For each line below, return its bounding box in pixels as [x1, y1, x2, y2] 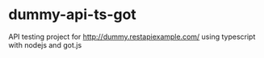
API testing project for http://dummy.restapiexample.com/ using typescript [8, 32, 256, 41]
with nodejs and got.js [8, 40, 82, 49]
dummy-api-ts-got [8, 6, 137, 24]
